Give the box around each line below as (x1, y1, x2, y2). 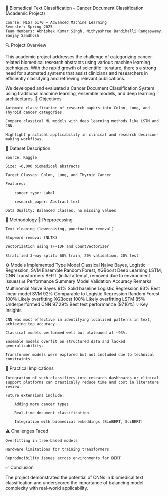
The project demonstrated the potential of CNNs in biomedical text (5, 474, 144, 480)
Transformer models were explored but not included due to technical (5, 352, 155, 357)
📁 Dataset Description (5, 145, 51, 151)
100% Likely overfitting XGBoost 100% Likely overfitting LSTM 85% (5, 296, 145, 302)
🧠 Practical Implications (5, 365, 54, 371)
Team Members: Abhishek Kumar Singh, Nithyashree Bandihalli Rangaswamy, (5, 29, 164, 34)
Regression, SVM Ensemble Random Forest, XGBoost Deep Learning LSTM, (5, 267, 162, 273)
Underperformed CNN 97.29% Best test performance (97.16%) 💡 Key (5, 301, 148, 307)
